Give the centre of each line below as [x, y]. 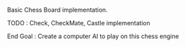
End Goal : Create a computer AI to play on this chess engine [93, 36]
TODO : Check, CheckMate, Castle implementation [79, 23]
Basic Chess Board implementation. [57, 10]
